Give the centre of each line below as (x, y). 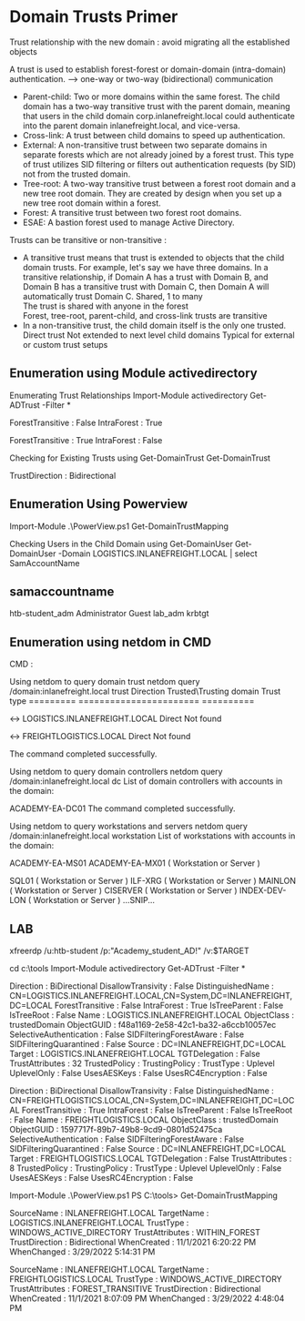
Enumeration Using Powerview (99, 504)
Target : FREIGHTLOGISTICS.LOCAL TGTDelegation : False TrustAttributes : (151, 1158)
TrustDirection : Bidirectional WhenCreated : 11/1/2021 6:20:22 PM (133, 1242)
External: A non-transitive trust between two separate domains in (145, 145)
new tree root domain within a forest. (91, 203)
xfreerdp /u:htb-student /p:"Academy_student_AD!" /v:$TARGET (129, 950)
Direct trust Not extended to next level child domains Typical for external (158, 335)
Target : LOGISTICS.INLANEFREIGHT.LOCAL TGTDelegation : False (135, 1054)
